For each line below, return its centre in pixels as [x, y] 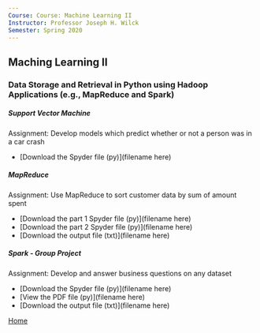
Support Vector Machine [49, 113]
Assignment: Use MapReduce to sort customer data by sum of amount [123, 195]
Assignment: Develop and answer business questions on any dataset [120, 273]
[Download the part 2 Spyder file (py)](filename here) [106, 226]
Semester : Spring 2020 [45, 30]
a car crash [26, 141]
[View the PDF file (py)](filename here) [82, 297]
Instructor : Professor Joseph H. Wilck [74, 23]
